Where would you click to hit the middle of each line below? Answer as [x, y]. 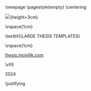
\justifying [15, 83]
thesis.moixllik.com [24, 55]
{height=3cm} [24, 17]
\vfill [9, 65]
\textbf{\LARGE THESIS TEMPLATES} [43, 36]
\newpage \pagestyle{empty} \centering [46, 7]
